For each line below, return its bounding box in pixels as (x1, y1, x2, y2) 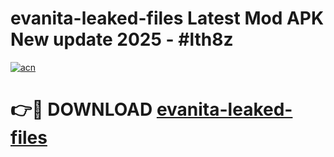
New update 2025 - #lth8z (10, 28, 234, 51)
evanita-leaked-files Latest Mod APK (10, 7, 325, 30)
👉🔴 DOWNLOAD (10, 98, 153, 121)
